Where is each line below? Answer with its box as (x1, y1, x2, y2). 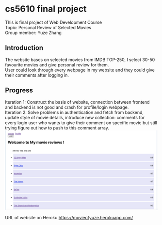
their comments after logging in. (5, 72, 69, 78)
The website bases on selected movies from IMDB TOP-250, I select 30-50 (5, 57, 155, 63)
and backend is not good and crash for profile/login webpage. (5, 104, 129, 110)
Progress (5, 86, 33, 95)
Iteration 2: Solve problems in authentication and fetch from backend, (5, 109, 144, 115)
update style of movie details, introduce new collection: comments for (5, 114, 145, 120)
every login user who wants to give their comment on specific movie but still (5, 120, 158, 126)
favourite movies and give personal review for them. (5, 62, 109, 67)
